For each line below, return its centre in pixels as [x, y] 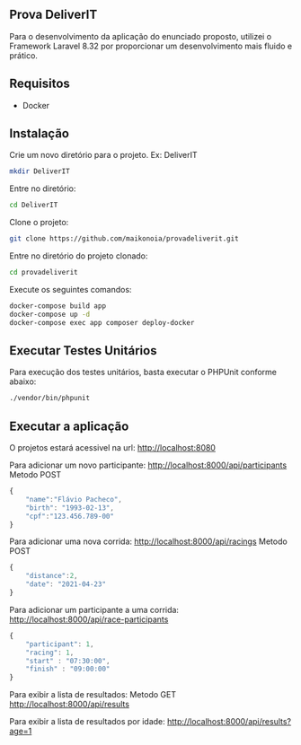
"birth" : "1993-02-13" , [70, 508]
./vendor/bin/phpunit [50, 399]
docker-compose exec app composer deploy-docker [102, 322]
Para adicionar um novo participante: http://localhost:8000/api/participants [148, 465]
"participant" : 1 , [60, 644]
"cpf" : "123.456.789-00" [70, 516]
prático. [24, 55]
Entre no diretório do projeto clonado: [79, 256]
